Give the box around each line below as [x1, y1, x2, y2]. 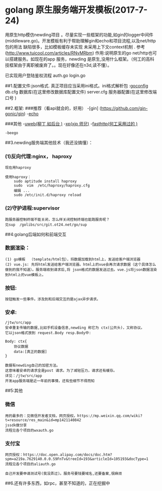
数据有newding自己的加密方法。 [5, 363, 60, 368]
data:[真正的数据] [14, 350, 48, 354]
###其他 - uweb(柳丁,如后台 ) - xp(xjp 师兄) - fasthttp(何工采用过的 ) [5, 121, 138, 126]
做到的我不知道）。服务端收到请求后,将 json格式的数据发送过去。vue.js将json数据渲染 [5, 267, 157, 272]
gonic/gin [5, 110, 24, 117]
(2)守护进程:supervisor [5, 205, 60, 211]
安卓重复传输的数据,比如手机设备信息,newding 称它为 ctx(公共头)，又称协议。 [5, 325, 145, 331]
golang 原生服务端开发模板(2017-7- [5, 4, 148, 16]
